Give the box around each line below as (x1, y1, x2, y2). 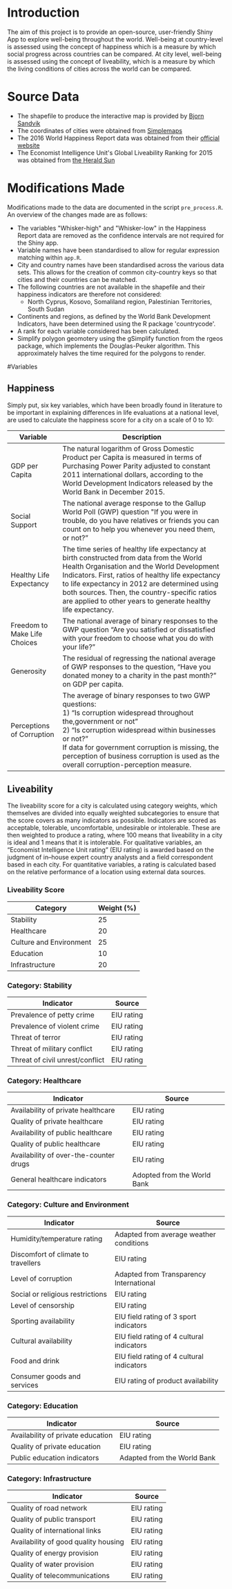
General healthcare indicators (10, 1175, 107, 1184)
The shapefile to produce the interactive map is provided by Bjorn (17, 112, 204, 120)
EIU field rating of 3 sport (114, 1311, 197, 1321)
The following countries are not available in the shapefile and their (17, 283, 206, 291)
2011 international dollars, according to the (62, 470, 204, 479)
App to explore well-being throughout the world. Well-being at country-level (7, 35, 223, 43)
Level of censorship (10, 1300, 75, 1310)
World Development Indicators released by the (62, 478, 213, 488)
